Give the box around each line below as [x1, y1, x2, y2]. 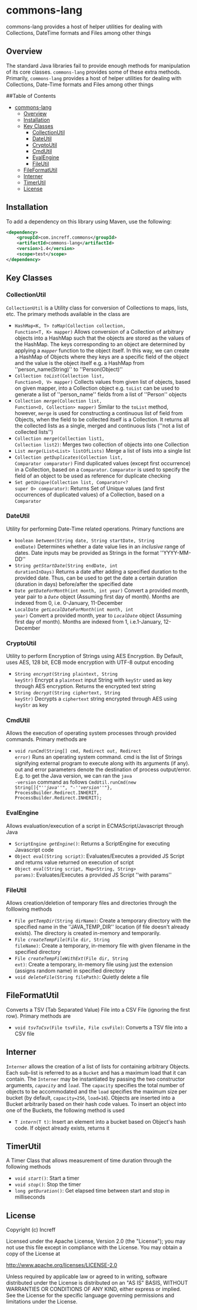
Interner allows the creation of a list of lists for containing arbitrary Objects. [6, 1062, 190, 1070]
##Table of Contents [6, 92, 56, 99]
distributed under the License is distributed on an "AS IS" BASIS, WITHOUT [6, 1279, 188, 1286]
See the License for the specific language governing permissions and [6, 1292, 175, 1299]
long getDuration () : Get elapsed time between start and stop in [14, 1187, 170, 1194]
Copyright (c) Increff [6, 1226, 56, 1233]
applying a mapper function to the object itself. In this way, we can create [14, 347, 190, 354]
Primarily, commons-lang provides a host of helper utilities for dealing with [6, 74, 182, 81]
